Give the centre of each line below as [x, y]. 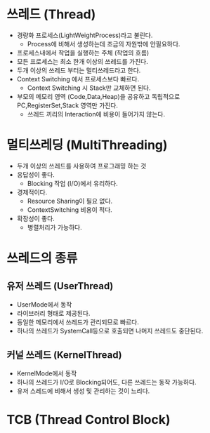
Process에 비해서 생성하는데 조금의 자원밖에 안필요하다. [104, 44]
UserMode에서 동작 [44, 304]
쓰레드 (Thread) [51, 14]
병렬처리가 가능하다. [54, 227]
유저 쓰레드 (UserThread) [60, 286]
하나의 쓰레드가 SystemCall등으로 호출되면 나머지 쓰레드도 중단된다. [110, 331]
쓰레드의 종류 [42, 259]
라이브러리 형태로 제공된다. [53, 313]
